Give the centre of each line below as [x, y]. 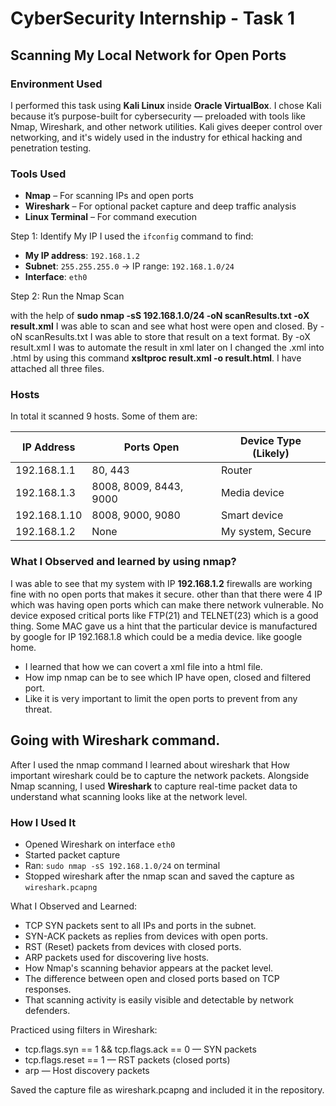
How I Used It [43, 822]
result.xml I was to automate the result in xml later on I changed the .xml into [167, 348]
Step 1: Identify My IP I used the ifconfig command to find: [132, 236]
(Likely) [271, 454]
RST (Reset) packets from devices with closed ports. [133, 946]
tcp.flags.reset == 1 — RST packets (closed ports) [127, 1059]
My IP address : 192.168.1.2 [82, 256]
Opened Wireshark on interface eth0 [100, 844]
